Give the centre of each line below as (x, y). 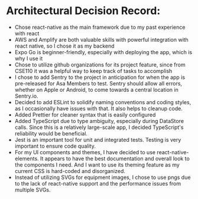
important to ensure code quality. (55, 146)
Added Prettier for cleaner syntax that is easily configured (85, 115)
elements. (27, 158)
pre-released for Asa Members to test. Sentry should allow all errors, (98, 83)
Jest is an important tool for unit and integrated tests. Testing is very (98, 140)
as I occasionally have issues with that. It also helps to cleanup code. (99, 108)
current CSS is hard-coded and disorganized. (70, 171)
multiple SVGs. (33, 190)
